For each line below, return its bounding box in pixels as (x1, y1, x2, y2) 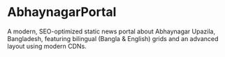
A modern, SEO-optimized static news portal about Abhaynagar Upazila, (7, 27, 215, 35)
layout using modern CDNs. (7, 42, 87, 50)
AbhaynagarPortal (7, 4, 117, 20)
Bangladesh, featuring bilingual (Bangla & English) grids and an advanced (7, 34, 219, 42)
